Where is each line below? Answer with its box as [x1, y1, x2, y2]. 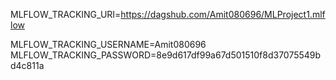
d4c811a [10, 60, 45, 71]
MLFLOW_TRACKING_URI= [10, 9, 122, 20]
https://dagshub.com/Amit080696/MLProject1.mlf [120, 9, 326, 20]
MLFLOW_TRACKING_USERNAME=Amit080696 [10, 39, 207, 50]
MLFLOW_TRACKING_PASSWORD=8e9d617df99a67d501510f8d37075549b [10, 49, 322, 61]
